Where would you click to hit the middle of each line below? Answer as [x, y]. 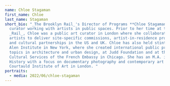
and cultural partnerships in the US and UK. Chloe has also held [81, 43]
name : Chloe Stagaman [28, 10]
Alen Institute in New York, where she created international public [84, 48]
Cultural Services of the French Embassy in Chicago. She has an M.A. [86, 57]
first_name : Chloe [24, 15]
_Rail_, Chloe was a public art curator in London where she [75, 33]
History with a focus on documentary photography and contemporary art [87, 62]
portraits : [16, 71]
